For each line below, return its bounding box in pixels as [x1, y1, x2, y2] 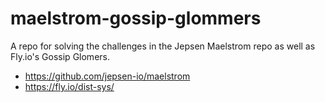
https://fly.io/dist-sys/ [24, 80, 115, 92]
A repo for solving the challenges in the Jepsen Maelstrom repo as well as [10, 40, 316, 52]
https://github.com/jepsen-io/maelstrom [24, 70, 191, 82]
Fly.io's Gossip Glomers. [10, 50, 110, 62]
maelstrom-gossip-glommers [10, 7, 262, 30]
